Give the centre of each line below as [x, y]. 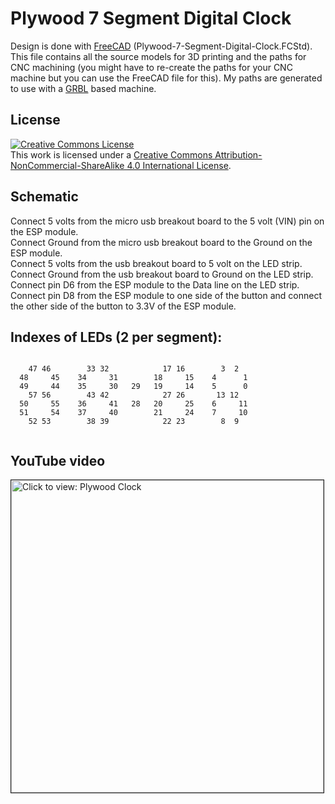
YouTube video [58, 460]
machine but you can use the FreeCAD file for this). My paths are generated [166, 78]
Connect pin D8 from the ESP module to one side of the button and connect [166, 295]
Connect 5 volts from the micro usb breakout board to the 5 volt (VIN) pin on [167, 221]
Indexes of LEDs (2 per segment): [116, 337]
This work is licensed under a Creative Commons [111, 154]
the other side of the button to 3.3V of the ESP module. [123, 306]
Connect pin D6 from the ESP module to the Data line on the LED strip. [155, 284]
